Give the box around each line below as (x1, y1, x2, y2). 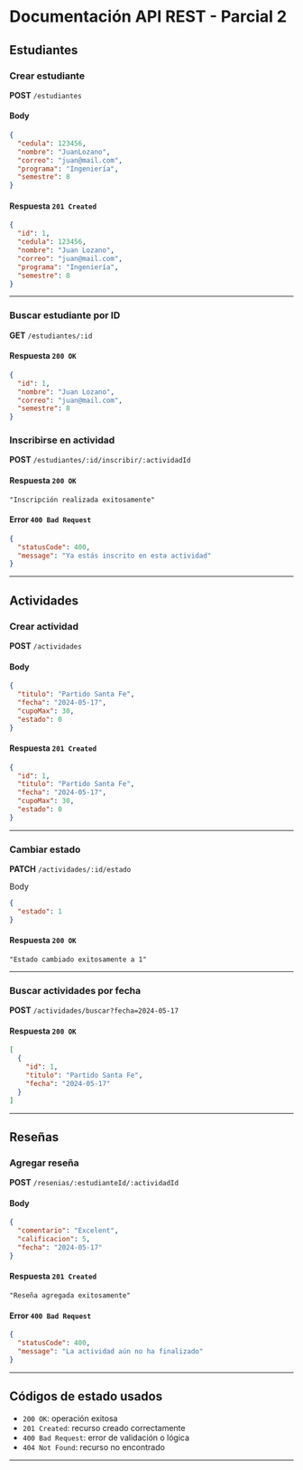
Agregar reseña (9, 1156, 79, 1169)
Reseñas (9, 1129, 60, 1145)
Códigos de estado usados (9, 1389, 163, 1404)
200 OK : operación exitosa (22, 1412, 118, 1424)
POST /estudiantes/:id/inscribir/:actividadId (9, 454, 191, 465)
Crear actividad (9, 620, 79, 632)
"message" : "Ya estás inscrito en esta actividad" (17, 551, 212, 560)
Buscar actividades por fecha (9, 984, 142, 997)
